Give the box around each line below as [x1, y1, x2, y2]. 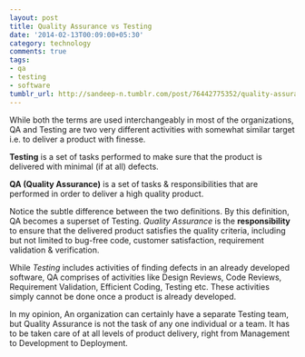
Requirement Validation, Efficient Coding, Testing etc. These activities [9, 281, 271, 292]
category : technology [9, 38, 92, 48]
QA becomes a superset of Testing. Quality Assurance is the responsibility [9, 215, 290, 226]
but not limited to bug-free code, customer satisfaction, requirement [9, 234, 265, 245]
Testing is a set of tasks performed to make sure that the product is [9, 151, 263, 162]
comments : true [9, 47, 67, 56]
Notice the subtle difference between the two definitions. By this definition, [9, 205, 290, 216]
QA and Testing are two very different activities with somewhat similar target [9, 124, 295, 134]
